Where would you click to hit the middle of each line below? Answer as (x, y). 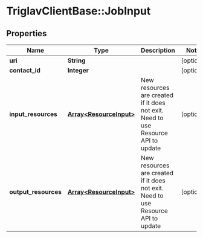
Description (158, 50)
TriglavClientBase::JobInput (79, 11)
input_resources (33, 114)
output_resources (36, 192)
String (76, 60)
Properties (27, 34)
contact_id (25, 70)
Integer (78, 70)
